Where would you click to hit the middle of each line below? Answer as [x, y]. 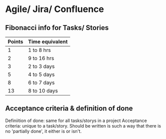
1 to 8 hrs [40, 50]
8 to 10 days [43, 91]
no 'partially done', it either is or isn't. [43, 131]
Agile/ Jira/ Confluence [55, 9]
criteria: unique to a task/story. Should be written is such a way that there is [83, 125]
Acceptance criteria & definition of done [69, 108]
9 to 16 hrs [41, 58]
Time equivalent [48, 42]
